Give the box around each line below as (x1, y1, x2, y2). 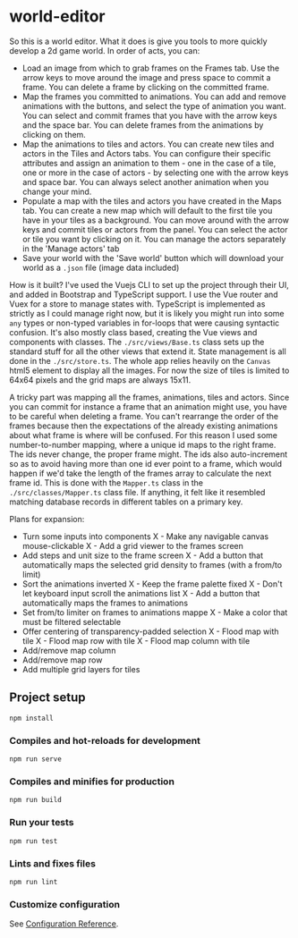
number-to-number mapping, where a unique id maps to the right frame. (9, 439, 277, 450)
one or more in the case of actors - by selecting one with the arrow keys (21, 167, 289, 178)
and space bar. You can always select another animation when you (21, 176, 269, 187)
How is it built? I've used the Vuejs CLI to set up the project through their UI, (9, 279, 289, 290)
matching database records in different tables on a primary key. (9, 496, 243, 507)
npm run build (9, 796, 63, 805)
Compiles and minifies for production (9, 775, 175, 788)
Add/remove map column (21, 645, 116, 655)
